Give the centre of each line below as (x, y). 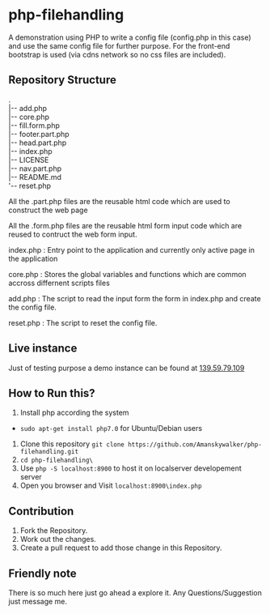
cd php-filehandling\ (56, 460)
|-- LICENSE (29, 160)
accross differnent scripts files (59, 283)
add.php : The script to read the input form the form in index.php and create (135, 298)
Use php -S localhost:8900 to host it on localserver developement (131, 468)
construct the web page (48, 210)
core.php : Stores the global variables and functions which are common (127, 274)
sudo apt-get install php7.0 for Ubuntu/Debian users (111, 429)
